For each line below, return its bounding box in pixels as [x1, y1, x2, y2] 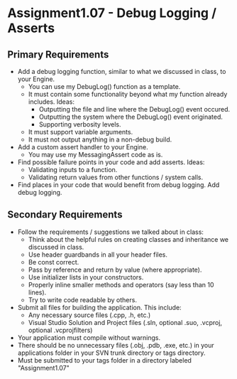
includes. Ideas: [28, 97, 75, 106]
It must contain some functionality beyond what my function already [28, 90, 228, 98]
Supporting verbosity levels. [38, 120, 121, 129]
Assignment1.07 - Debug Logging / [7, 5, 217, 21]
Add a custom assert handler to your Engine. [17, 143, 148, 151]
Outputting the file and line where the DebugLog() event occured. [38, 105, 231, 113]
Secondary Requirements [7, 208, 123, 221]
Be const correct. [28, 257, 79, 266]
